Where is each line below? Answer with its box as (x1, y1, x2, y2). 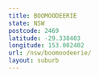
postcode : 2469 (8, 26, 60, 34)
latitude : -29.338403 (8, 34, 81, 43)
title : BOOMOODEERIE (8, 11, 78, 20)
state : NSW (8, 19, 45, 27)
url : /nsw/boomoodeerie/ (8, 49, 92, 57)
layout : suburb (8, 57, 60, 65)
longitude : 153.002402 (8, 42, 85, 50)
